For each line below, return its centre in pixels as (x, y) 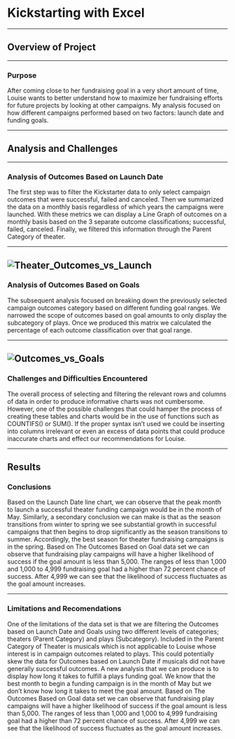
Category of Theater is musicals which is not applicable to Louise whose (112, 646)
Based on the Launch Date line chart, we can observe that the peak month (114, 502)
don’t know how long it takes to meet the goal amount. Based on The (106, 691)
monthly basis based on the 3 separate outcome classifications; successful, (116, 222)
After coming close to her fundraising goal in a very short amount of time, (113, 91)
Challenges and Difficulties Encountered (78, 379)
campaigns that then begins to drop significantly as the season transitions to (117, 532)
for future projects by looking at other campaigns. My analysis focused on (114, 106)
